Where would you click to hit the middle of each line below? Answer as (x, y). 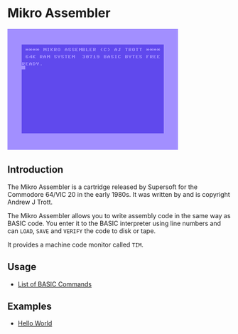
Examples (29, 306)
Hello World (35, 323)
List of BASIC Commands (55, 284)
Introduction (36, 169)
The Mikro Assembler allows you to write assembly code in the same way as (119, 215)
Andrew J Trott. (30, 202)
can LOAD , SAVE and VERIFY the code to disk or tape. (82, 231)
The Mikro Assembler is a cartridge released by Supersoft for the (102, 187)
